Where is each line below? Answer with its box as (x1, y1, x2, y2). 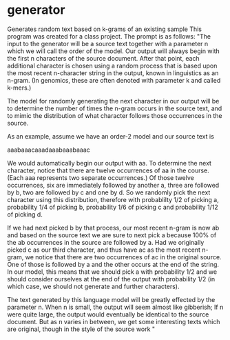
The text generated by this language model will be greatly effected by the (7, 295, 216, 303)
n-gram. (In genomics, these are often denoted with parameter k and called (7, 76, 221, 84)
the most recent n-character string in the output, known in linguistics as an (7, 68, 219, 77)
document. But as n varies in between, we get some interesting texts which (7, 317, 220, 326)
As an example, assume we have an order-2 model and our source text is (7, 132, 215, 140)
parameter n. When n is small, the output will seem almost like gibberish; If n (7, 303, 224, 311)
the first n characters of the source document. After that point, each (7, 54, 200, 62)
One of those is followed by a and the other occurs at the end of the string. (7, 260, 219, 268)
